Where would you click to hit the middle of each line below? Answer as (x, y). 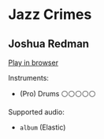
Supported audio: (36, 112)
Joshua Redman (48, 44)
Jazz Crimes (50, 15)
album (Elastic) (43, 127)
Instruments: (29, 78)
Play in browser (33, 62)
